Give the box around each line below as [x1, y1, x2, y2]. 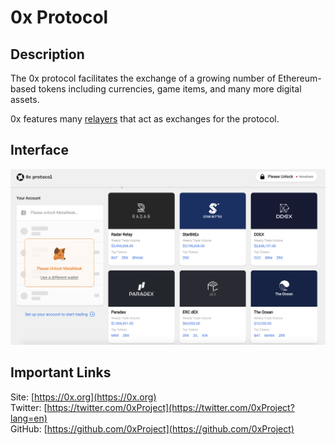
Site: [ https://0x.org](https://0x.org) [10, 391, 157, 403]
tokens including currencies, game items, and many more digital [38, 83, 302, 95]
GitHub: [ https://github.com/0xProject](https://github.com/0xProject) [10, 422, 295, 435]
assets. [10, 94, 40, 105]
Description [10, 46, 85, 63]
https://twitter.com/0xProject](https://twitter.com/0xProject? [46, 401, 295, 413]
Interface [10, 142, 69, 159]
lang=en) [10, 412, 48, 424]
